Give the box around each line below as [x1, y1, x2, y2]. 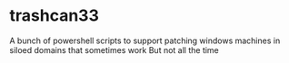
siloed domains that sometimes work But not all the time [9, 44, 220, 55]
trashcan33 [9, 5, 100, 26]
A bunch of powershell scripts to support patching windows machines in [9, 35, 281, 46]
